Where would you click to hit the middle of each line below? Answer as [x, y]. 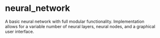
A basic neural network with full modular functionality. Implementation [75, 21]
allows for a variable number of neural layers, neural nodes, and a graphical [80, 26]
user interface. [20, 31]
